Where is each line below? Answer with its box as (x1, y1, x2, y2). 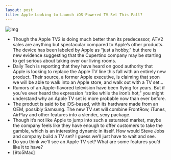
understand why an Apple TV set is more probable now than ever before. (12, 95, 166, 102)
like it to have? (12, 144, 43, 150)
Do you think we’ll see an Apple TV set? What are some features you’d (12, 138, 161, 145)
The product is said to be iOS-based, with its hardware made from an (12, 101, 158, 107)
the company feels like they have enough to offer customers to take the (12, 122, 163, 129)
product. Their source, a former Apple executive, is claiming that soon (12, 74, 160, 80)
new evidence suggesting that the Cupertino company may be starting (12, 52, 161, 58)
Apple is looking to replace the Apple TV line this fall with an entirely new (12, 68, 166, 74)
